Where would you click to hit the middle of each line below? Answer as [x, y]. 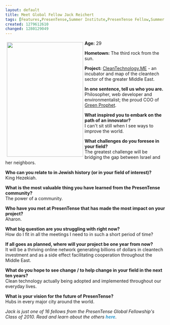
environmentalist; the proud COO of [122, 100]
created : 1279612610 [27, 24]
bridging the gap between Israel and [123, 157]
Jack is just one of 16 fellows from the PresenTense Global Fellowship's [80, 312]
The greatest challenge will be [116, 152]
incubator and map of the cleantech [122, 74]
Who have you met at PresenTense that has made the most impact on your [85, 208]
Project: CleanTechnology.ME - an [121, 69]
